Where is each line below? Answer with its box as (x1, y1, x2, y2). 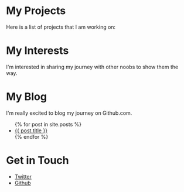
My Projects (6, 4, 66, 18)
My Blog (6, 90, 47, 104)
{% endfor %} (14, 133, 49, 140)
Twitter (14, 173, 32, 180)
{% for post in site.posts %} (14, 121, 82, 128)
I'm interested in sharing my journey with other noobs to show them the (6, 63, 179, 70)
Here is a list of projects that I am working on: (6, 23, 116, 30)
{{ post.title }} (14, 127, 48, 134)
